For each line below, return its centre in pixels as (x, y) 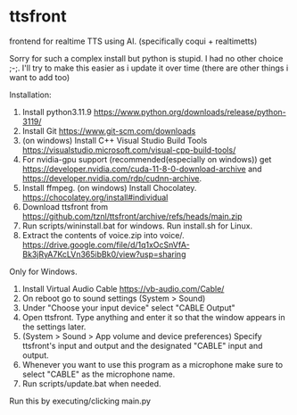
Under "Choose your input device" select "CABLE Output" (129, 307)
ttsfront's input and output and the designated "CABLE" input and (142, 345)
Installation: (30, 95)
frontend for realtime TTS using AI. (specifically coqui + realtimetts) (133, 41)
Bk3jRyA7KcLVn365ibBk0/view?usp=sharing (104, 254)
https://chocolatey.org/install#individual (95, 197)
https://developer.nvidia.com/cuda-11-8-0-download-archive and (142, 169)
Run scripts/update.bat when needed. (91, 383)
